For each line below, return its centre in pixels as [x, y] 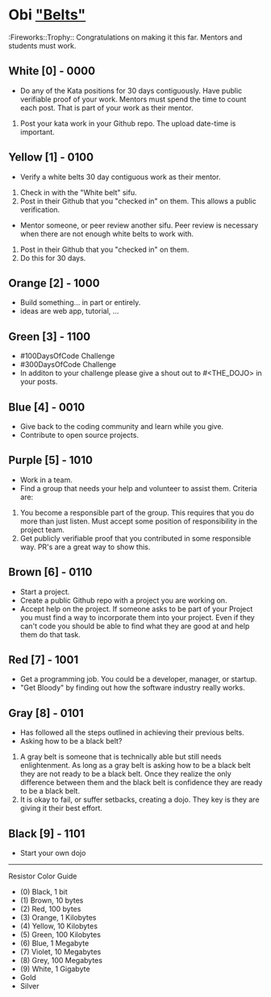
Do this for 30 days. [53, 258]
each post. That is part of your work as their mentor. [106, 107]
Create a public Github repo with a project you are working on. [123, 600]
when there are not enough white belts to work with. [107, 234]
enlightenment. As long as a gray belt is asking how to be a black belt [135, 765]
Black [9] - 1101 [47, 834]
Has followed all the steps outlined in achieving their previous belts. [132, 732]
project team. [42, 529]
